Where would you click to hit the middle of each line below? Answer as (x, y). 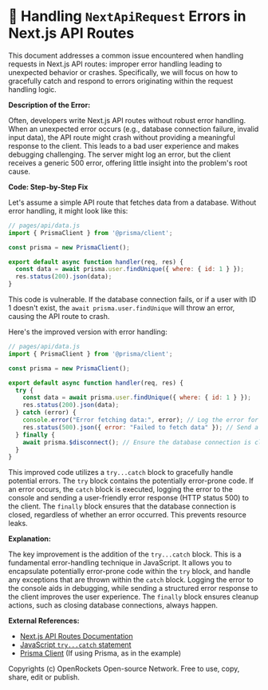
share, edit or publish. (44, 677)
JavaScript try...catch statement (75, 645)
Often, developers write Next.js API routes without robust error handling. (127, 120)
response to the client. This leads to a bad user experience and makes (124, 146)
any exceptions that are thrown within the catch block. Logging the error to (131, 580)
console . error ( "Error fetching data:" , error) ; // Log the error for (141, 420)
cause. (19, 171)
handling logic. (33, 89)
